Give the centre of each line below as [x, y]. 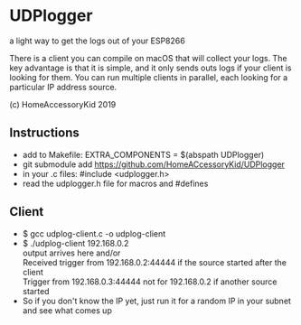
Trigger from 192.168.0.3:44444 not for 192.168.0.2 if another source [150, 282]
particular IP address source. [63, 87]
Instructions [44, 133]
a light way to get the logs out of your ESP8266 [97, 41]
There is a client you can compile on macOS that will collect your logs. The [148, 58]
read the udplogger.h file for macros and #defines [115, 183]
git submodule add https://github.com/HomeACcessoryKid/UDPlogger [153, 164]
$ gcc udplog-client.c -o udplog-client [94, 233]
